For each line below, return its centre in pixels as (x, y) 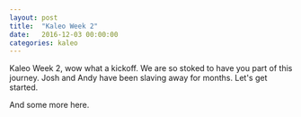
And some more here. (49, 105)
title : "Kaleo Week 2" (54, 26)
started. (24, 87)
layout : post (34, 18)
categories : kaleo (44, 43)
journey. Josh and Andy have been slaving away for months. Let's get (138, 78)
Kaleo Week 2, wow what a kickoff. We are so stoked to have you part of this (151, 68)
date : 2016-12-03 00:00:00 (64, 34)
